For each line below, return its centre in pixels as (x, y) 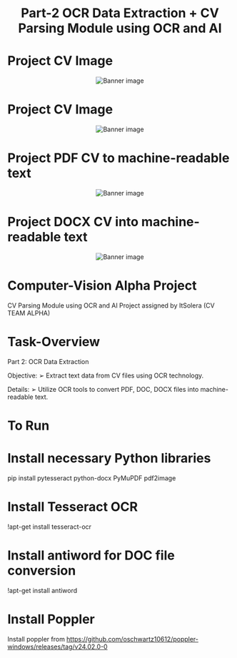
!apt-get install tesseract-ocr (49, 527)
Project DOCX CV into (73, 222)
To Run (29, 425)
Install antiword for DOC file (91, 556)
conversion (42, 571)
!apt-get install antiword (42, 590)
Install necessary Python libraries (109, 459)
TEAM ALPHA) (29, 313)
